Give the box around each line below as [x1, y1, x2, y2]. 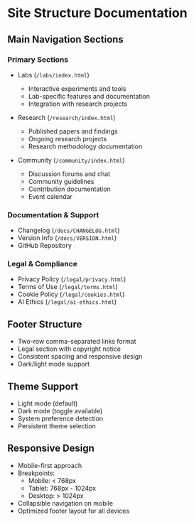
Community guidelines [28, 177, 95, 185]
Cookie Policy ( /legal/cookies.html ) [17, 290, 125, 299]
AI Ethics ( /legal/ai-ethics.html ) [17, 298, 117, 306]
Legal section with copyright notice [17, 344, 121, 353]
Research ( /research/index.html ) [17, 113, 116, 121]
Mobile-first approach [17, 461, 82, 469]
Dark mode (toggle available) [17, 407, 103, 415]
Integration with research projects [28, 99, 128, 108]
